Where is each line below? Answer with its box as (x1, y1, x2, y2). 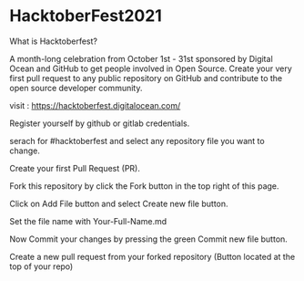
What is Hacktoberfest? (9, 36, 98, 47)
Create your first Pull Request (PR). (9, 162, 141, 173)
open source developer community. (9, 82, 143, 93)
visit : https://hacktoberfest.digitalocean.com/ (9, 99, 181, 110)
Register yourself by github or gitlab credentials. (9, 118, 190, 129)
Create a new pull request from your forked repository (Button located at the (9, 251, 296, 262)
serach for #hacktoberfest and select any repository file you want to (9, 135, 266, 146)
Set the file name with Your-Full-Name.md (9, 215, 167, 226)
